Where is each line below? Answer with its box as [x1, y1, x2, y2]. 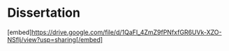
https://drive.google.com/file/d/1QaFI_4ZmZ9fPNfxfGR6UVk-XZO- [31, 28, 222, 36]
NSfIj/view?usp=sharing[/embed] [7, 35, 103, 43]
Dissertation [7, 5, 80, 21]
